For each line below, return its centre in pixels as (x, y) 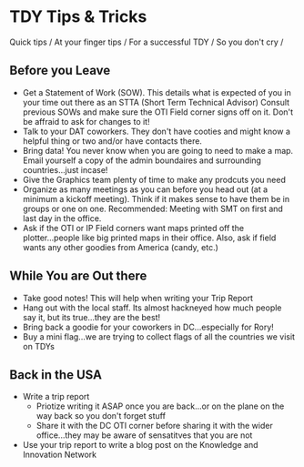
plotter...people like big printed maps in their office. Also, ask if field (149, 238)
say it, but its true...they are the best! (91, 317)
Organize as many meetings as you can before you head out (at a (145, 189)
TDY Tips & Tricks (78, 17)
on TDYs (39, 346)
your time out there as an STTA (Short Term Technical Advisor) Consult (156, 102)
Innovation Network (60, 455)
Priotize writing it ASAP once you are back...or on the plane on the (160, 406)
